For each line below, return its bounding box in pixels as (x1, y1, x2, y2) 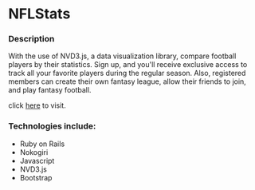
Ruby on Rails (19, 139, 65, 148)
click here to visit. (8, 101, 66, 110)
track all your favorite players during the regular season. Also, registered (8, 69, 246, 78)
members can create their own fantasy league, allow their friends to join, (8, 77, 247, 86)
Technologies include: (8, 121, 96, 132)
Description (8, 34, 55, 45)
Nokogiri (19, 147, 49, 156)
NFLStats (8, 5, 71, 23)
